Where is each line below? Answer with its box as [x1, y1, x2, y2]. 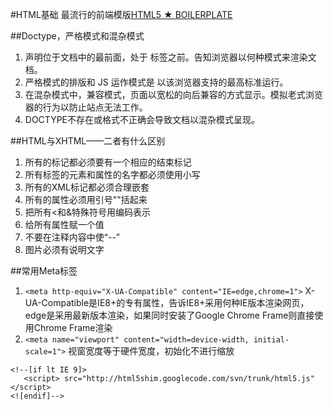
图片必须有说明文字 [24, 244, 105, 255]
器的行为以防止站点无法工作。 [24, 101, 148, 113]
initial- [253, 335, 290, 345]
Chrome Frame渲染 [33, 322, 113, 333]
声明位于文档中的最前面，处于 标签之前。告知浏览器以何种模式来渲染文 [24, 51, 317, 63]
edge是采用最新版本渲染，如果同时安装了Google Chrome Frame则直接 [24, 309, 315, 321]
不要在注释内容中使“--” [24, 231, 121, 243]
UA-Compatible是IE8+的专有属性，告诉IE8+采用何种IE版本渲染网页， [24, 297, 310, 308]
